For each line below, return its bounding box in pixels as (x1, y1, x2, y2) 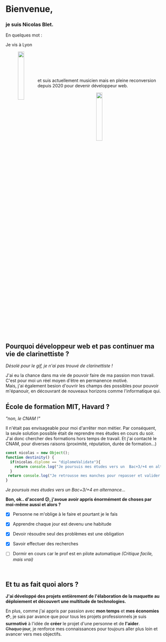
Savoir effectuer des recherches (12, 541, 78, 547)
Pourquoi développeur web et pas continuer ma (5, 342, 155, 350)
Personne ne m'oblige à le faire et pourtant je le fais (12, 511, 118, 517)
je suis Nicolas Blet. (5, 21, 54, 28)
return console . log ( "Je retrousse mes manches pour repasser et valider (7, 473, 161, 478)
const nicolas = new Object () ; (5, 451, 70, 455)
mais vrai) (12, 556, 33, 562)
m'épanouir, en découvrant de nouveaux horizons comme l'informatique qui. (5, 388, 161, 394)
